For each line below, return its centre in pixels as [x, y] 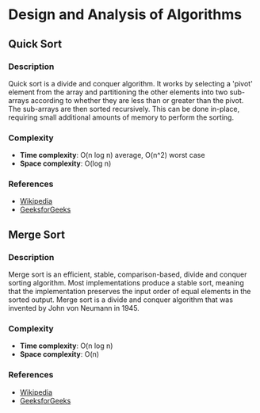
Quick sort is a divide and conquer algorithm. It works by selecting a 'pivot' [131, 83]
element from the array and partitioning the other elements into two [118, 92]
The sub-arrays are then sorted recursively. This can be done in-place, [124, 109]
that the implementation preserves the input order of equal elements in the [130, 292]
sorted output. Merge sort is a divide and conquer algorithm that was [121, 300]
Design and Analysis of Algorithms [125, 15]
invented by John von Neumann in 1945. [74, 308]
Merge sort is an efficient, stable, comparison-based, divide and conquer [128, 274]
